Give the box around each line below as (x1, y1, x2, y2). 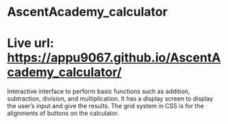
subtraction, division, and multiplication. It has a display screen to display (7, 95, 214, 103)
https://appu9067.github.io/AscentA (7, 50, 221, 66)
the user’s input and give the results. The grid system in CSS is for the (7, 102, 204, 110)
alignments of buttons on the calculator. (7, 109, 120, 117)
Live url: (7, 36, 55, 51)
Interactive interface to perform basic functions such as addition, (7, 87, 190, 96)
